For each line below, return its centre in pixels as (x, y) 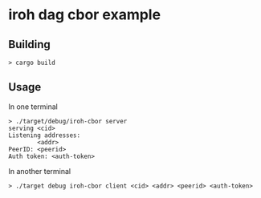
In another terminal (39, 171)
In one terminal (33, 107)
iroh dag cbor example (85, 15)
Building (29, 44)
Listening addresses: (45, 135)
